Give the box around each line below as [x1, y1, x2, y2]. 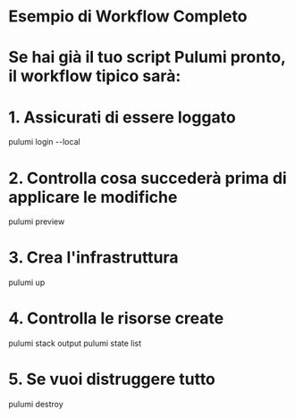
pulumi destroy [8, 399, 63, 410]
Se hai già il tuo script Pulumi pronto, [8, 47, 286, 68]
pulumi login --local [8, 137, 81, 147]
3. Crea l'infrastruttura [8, 247, 180, 268]
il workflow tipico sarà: [8, 66, 181, 87]
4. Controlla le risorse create [8, 308, 224, 329]
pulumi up [8, 277, 46, 288]
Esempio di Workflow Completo [8, 6, 248, 27]
